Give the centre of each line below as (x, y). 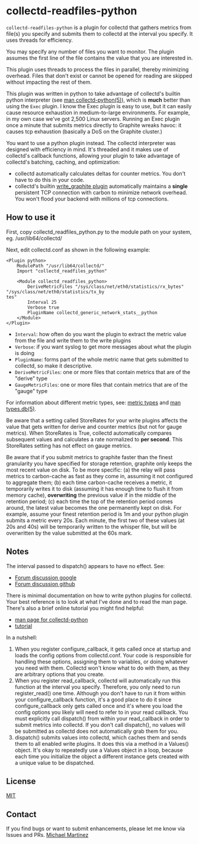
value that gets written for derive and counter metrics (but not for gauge (94, 426)
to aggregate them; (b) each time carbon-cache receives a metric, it (89, 482)
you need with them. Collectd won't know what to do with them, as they (102, 668)
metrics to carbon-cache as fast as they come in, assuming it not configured (99, 476)
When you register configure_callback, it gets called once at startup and (102, 649)
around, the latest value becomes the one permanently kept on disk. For (94, 507)
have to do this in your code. (49, 180)
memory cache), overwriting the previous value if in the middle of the (91, 495)
